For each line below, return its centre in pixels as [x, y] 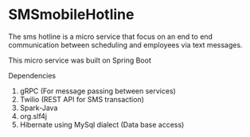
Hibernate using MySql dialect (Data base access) [102, 124]
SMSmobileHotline [71, 15]
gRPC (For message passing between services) [98, 91]
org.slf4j [33, 116]
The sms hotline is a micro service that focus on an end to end [111, 36]
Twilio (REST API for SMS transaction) [82, 99]
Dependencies [32, 75]
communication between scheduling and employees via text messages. [125, 44]
